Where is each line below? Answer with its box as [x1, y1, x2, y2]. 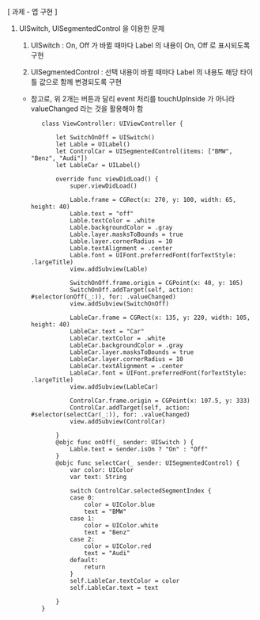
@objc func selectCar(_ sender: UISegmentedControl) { [55, 459, 240, 467]
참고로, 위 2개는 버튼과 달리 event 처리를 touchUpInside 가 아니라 [30, 94, 235, 103]
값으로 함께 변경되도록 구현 [39, 78, 122, 86]
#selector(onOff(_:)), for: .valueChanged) [30, 293, 177, 301]
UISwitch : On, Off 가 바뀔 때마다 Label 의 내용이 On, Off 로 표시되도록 [30, 40, 251, 50]
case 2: [70, 535, 96, 543]
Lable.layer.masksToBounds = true [70, 230, 183, 238]
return [83, 563, 106, 571]
